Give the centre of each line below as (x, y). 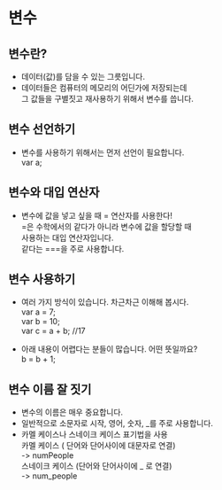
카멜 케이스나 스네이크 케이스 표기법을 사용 (95, 434)
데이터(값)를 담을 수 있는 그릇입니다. (83, 77)
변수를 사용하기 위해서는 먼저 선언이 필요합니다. (103, 152)
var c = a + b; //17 (53, 331)
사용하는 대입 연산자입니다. (67, 237)
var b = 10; (41, 322)
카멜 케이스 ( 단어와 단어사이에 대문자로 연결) (98, 446)
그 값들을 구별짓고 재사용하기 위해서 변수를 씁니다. (107, 99)
